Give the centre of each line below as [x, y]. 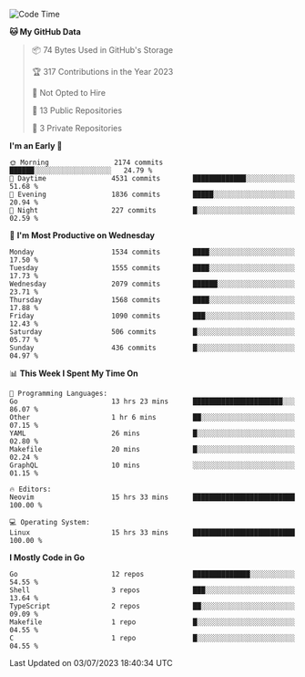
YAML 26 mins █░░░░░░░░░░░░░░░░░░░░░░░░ [152, 433]
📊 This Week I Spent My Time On [74, 373]
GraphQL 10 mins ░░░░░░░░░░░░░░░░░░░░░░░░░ [152, 465]
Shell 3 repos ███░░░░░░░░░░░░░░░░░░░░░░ [152, 590]
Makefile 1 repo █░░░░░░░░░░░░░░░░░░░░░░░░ [152, 622]
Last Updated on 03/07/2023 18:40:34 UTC [91, 663]
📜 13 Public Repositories [77, 110]
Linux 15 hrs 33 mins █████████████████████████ [152, 533]
